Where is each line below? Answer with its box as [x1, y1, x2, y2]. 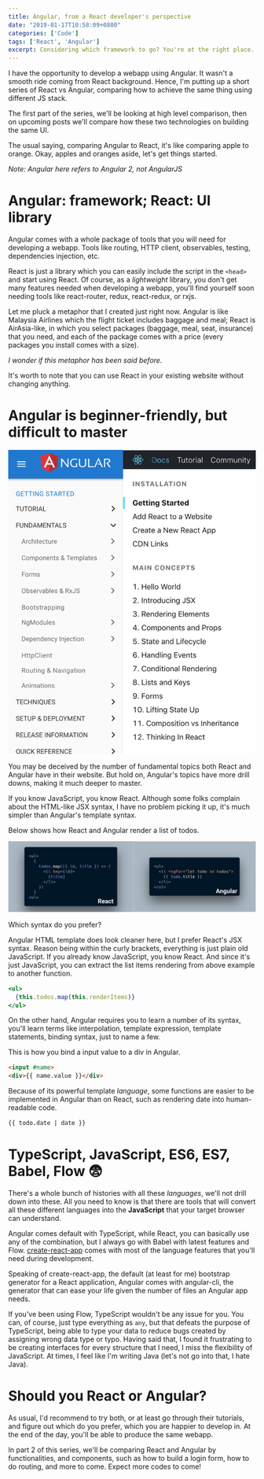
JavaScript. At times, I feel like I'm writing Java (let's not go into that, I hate [8, 1351, 250, 1360]
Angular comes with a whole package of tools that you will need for [8, 234, 226, 244]
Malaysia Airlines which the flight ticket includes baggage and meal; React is [8, 315, 256, 325]
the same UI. [8, 126, 49, 135]
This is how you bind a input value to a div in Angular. [8, 1047, 181, 1057]
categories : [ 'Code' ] [8, 29, 79, 37]
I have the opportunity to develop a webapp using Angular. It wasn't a [8, 68, 233, 78]
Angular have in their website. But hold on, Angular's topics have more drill [8, 770, 250, 780]
